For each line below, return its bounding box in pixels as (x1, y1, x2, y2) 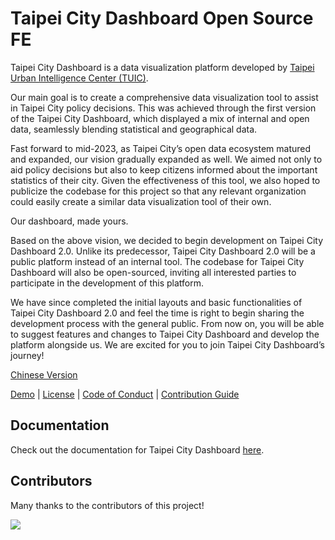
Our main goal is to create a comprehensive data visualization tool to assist (10, 91, 319, 103)
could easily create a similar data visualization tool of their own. (10, 195, 272, 207)
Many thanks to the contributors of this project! (10, 499, 205, 511)
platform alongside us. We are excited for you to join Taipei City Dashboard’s (10, 338, 325, 351)
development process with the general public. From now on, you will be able (10, 317, 325, 329)
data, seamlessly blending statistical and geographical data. (10, 123, 258, 135)
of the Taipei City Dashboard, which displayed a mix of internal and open (10, 112, 310, 124)
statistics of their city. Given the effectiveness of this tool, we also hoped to (10, 174, 321, 186)
